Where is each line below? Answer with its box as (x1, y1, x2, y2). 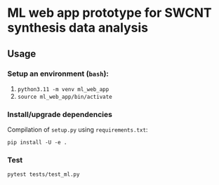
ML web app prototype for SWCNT (7, 5, 212, 21)
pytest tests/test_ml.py (7, 171, 80, 178)
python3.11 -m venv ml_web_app (17, 85, 109, 92)
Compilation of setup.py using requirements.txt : (7, 125, 148, 134)
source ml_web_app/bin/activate (17, 93, 112, 100)
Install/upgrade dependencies (7, 109, 112, 119)
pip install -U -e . (7, 139, 68, 146)
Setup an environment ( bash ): (7, 69, 109, 78)
